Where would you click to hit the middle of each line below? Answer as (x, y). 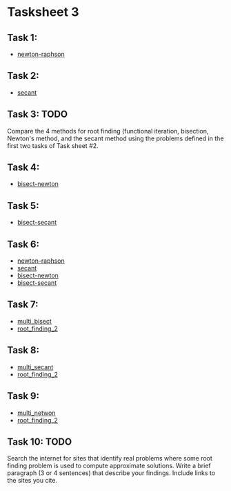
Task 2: (23, 76)
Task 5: (23, 206)
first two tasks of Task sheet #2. (53, 145)
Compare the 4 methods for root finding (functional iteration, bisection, (108, 131)
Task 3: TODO (38, 114)
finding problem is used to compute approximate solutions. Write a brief (109, 466)
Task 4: (23, 168)
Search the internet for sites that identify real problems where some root (110, 458)
